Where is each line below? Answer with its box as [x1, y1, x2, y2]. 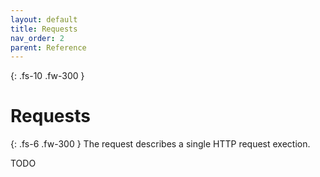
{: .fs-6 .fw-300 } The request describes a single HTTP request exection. [10, 138, 311, 150]
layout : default [10, 14, 78, 25]
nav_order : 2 [10, 33, 65, 43]
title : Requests [10, 24, 78, 34]
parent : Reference [10, 42, 87, 53]
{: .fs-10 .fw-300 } [10, 70, 85, 82]
